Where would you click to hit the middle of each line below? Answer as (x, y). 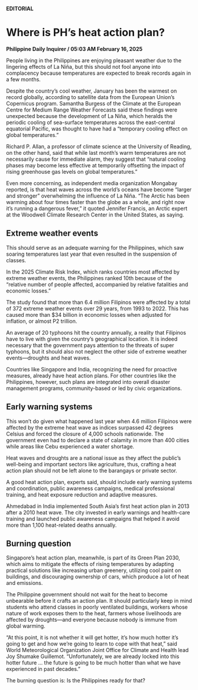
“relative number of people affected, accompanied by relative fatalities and (97, 284)
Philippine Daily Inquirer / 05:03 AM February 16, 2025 (74, 49)
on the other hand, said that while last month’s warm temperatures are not (96, 152)
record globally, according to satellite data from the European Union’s (90, 97)
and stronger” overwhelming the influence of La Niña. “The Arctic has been (98, 196)
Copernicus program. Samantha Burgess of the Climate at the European (94, 103)
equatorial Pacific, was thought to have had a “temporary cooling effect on (97, 128)
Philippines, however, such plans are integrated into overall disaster (88, 381)
